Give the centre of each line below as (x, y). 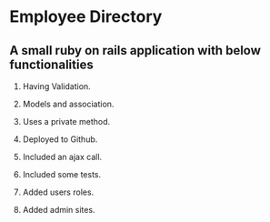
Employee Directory (86, 17)
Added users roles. (58, 192)
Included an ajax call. (62, 157)
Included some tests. (62, 174)
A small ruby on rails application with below (135, 50)
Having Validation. (56, 86)
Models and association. (68, 104)
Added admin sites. (59, 210)
